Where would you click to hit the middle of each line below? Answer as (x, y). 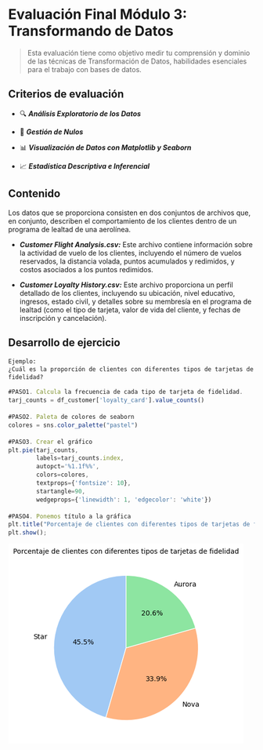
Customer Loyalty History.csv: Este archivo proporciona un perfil (126, 285)
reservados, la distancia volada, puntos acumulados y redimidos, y (127, 261)
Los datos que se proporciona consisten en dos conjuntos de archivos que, (130, 213)
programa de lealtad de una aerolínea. (70, 229)
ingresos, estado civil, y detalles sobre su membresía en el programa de (135, 301)
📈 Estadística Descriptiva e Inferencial (85, 166)
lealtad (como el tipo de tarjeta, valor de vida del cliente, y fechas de (130, 309)
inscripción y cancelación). (63, 318)
